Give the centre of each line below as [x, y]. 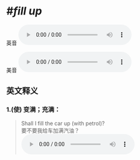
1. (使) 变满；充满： [33, 110]
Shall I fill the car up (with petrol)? [63, 123]
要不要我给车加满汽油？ [50, 130]
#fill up [24, 11]
